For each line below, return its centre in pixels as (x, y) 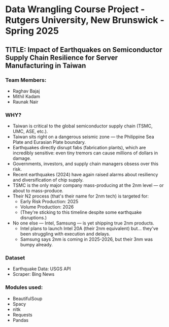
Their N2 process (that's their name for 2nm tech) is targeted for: (80, 196)
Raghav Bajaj (26, 91)
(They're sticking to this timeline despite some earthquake (81, 212)
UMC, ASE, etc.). (30, 132)
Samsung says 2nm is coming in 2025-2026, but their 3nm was (87, 239)
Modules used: (24, 287)
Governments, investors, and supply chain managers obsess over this (86, 164)
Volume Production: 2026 (47, 207)
